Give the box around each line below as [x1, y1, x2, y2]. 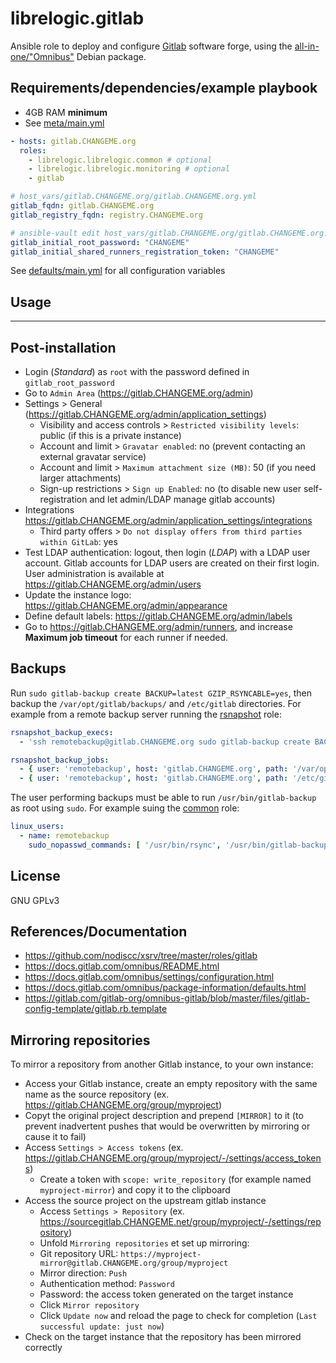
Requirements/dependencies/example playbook [10, 80, 318, 97]
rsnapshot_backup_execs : [10, 727, 114, 737]
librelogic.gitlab [10, 7, 145, 30]
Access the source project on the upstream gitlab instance [24, 1195, 267, 1207]
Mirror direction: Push [39, 1267, 128, 1279]
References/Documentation [10, 923, 188, 941]
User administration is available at [24, 568, 165, 579]
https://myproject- [120, 1250, 202, 1260]
